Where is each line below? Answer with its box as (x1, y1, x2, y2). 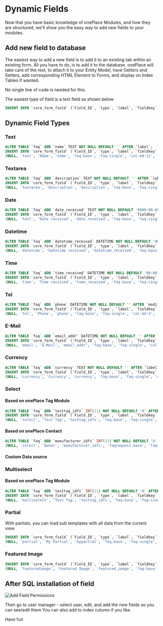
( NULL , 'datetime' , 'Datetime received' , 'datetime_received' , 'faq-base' (5, 248, 160, 253)
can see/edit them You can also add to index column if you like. (5, 607, 132, 613)
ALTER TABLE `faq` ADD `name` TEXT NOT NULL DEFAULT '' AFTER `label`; (5, 145, 153, 149)
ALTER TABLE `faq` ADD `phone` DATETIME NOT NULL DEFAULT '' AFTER (5, 302, 145, 307)
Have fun (5, 616, 23, 622)
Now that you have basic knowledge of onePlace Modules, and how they (5, 19, 151, 25)
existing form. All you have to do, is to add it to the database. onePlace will (5, 62, 154, 67)
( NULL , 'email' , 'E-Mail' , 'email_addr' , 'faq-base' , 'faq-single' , (5, 343, 147, 347)
